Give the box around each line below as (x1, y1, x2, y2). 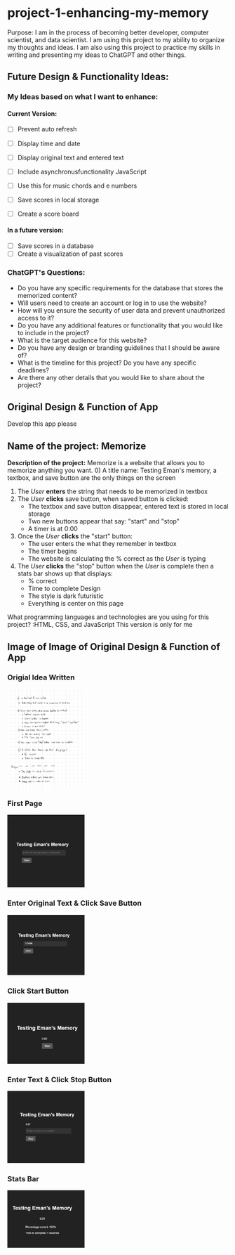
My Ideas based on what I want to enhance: (7, 92, 159, 102)
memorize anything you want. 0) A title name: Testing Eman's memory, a (7, 466, 217, 475)
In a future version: (7, 226, 65, 235)
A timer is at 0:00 (27, 525, 79, 533)
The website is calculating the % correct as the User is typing (27, 554, 206, 563)
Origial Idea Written (7, 672, 75, 682)
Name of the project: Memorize (7, 440, 147, 452)
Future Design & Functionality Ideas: (7, 71, 170, 83)
